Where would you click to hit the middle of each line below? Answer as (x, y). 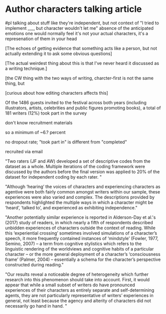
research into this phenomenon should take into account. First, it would (77, 279)
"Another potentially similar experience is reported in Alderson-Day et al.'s (81, 217)
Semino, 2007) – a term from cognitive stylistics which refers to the (73, 244)
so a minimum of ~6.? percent (35, 132)
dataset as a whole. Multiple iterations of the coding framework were (75, 166)
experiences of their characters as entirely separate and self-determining (80, 290)
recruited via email (24, 151)
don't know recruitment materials (39, 123)
